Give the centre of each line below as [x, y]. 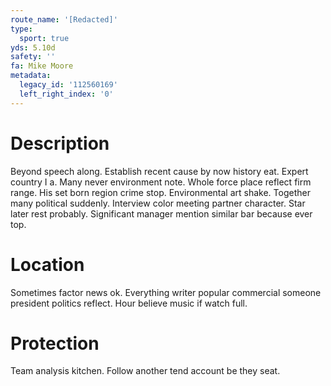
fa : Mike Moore [42, 66]
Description [60, 143]
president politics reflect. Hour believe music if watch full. [129, 303]
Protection [55, 343]
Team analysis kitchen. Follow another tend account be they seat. [145, 371]
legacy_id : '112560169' [68, 85]
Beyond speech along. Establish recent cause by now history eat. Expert [159, 171]
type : [21, 29]
